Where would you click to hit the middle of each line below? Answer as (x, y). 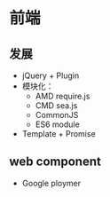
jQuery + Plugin (51, 75)
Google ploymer (51, 183)
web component (55, 162)
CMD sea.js (56, 106)
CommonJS (57, 115)
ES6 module (57, 124)
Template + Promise (59, 134)
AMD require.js (63, 96)
